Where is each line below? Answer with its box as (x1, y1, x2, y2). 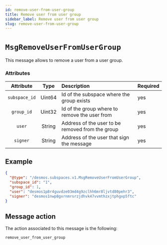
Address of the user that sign (61, 134, 129, 141)
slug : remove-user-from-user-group (5, 21, 79, 26)
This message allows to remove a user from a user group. (5, 57, 123, 63)
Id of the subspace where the (61, 91, 130, 98)
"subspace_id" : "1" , (9, 180, 52, 185)
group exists (61, 97, 90, 104)
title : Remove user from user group (5, 12, 81, 17)
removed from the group (61, 126, 119, 133)
